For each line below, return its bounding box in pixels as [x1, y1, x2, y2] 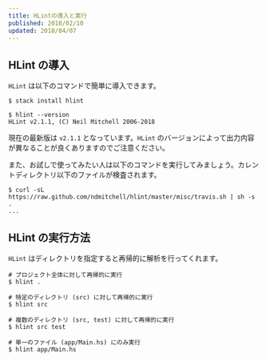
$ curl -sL [8, 186, 45, 195]
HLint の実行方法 [8, 231, 90, 244]
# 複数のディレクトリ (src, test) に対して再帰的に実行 [8, 316, 175, 324]
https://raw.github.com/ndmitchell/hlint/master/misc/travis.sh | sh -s [8, 193, 256, 201]
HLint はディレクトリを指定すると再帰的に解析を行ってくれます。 [8, 254, 223, 263]
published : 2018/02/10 [8, 19, 84, 27]
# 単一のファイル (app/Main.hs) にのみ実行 [8, 339, 141, 347]
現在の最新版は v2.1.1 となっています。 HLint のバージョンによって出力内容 [8, 133, 255, 142]
